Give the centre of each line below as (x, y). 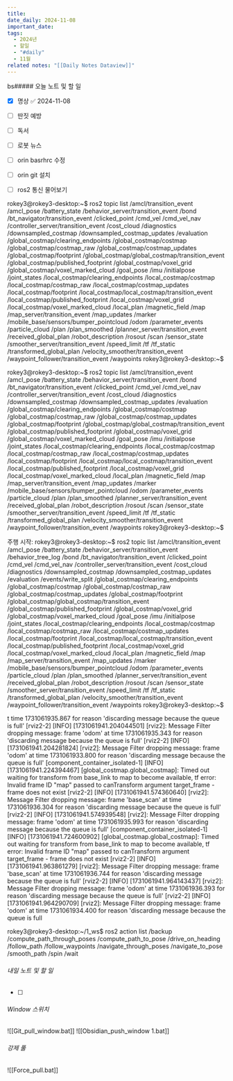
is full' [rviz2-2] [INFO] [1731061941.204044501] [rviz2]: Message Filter (109, 726)
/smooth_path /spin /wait (43, 954)
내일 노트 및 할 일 (30, 970)
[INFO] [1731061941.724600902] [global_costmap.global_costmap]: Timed (113, 837)
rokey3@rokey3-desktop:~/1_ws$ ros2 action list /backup (90, 931)
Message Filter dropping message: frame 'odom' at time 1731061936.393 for (116, 888)
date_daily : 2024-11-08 (42, 20)
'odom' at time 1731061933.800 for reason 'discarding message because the (116, 755)
